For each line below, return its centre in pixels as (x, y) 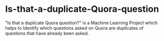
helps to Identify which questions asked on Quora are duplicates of (74, 28)
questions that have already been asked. (47, 33)
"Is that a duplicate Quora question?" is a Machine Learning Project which (81, 23)
